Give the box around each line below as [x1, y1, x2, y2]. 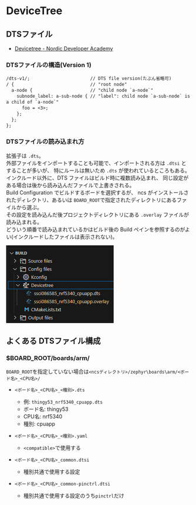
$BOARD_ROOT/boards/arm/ [6, 354, 90, 362]
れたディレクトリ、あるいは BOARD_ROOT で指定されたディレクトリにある [6, 196, 177, 203]
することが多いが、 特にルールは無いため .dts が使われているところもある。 [6, 167, 191, 174]
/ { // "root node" [6, 81, 127, 88]
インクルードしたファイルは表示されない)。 [13, 233, 118, 240]
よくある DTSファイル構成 [6, 336, 101, 346]
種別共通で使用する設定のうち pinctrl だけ [23, 492, 124, 499]
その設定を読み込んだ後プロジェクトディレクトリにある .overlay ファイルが [6, 211, 190, 218]
